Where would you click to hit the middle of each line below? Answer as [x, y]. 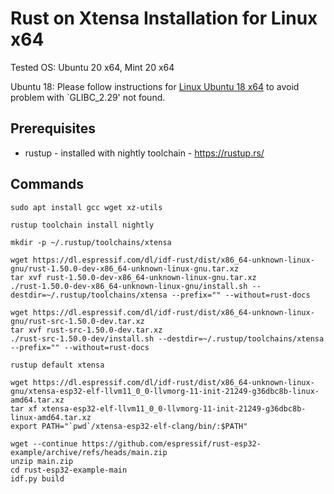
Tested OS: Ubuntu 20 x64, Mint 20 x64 [92, 67]
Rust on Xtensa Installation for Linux [164, 18]
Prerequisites [53, 128]
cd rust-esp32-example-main [69, 470]
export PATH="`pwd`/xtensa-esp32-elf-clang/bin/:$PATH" [129, 426]
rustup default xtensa [57, 365]
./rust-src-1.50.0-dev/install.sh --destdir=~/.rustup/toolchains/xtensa [167, 338]
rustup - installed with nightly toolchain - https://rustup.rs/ [144, 153]
